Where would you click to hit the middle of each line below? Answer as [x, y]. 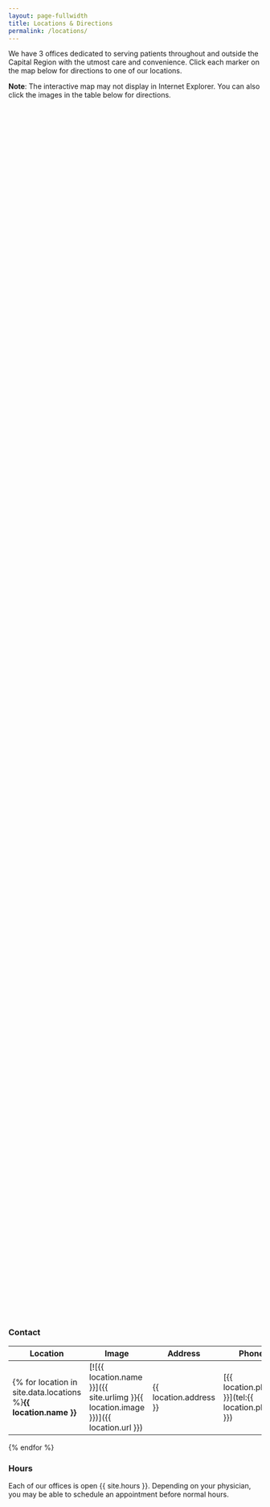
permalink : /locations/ [48, 31]
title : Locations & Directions [61, 23]
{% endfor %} [31, 1447]
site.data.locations [47, 1392]
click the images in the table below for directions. [90, 95]
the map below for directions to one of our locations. [95, 71]
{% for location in [45, 1382]
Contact [25, 1333]
